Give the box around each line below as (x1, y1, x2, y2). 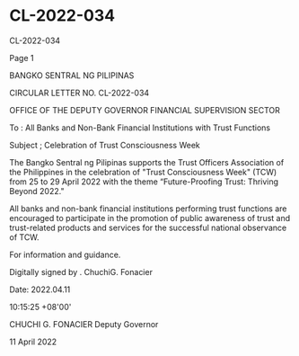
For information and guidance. (9, 249, 121, 260)
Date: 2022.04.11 (9, 284, 71, 295)
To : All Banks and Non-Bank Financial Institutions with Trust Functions (9, 122, 271, 133)
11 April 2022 (9, 336, 57, 347)
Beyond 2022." (9, 185, 65, 196)
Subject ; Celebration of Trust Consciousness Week (9, 139, 200, 150)
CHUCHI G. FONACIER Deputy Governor (9, 318, 159, 329)
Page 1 (9, 52, 34, 63)
